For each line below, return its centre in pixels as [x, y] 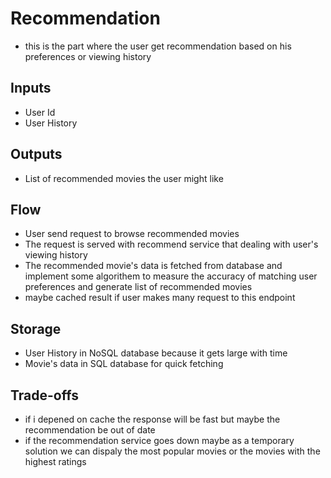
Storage [36, 328]
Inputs [31, 88]
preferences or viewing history [88, 56]
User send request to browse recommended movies [132, 234]
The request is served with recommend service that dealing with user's [171, 244]
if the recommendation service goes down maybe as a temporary [159, 440]
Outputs [36, 154]
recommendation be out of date [90, 430]
